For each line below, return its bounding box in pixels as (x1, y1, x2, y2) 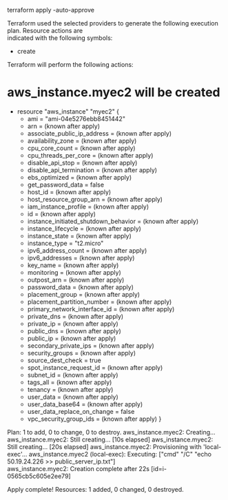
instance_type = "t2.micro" (27, 239, 104, 247)
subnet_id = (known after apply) (27, 371, 118, 379)
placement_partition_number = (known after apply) (27, 298, 172, 306)
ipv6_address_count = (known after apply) (27, 246, 147, 254)
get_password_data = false (27, 180, 105, 189)
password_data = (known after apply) (27, 282, 134, 291)
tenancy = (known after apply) (27, 385, 114, 393)
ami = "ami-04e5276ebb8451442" (27, 114, 126, 123)
